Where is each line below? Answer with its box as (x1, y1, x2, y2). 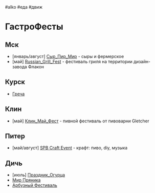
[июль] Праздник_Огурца (12, 172, 65, 178)
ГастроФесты (5, 21, 64, 32)
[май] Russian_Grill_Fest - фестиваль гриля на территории (12, 58, 133, 64)
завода (12, 64, 27, 70)
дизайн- (133, 58, 151, 64)
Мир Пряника (12, 177, 41, 183)
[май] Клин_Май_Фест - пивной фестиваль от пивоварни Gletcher (12, 118, 150, 124)
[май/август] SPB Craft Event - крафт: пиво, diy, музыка (12, 145, 128, 151)
